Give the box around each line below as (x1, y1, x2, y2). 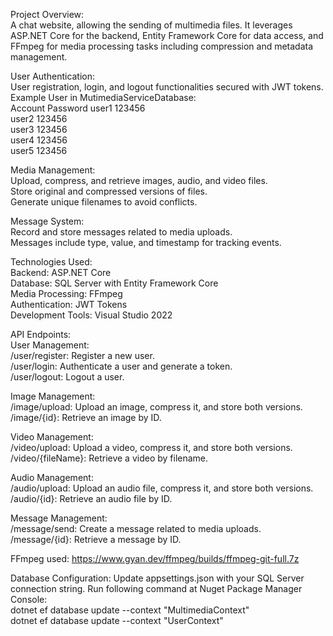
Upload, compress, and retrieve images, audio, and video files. (10, 175, 268, 186)
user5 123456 (10, 145, 68, 156)
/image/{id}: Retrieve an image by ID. (10, 412, 162, 423)
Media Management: (10, 164, 96, 176)
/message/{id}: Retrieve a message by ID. (10, 534, 182, 545)
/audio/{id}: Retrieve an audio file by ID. (10, 493, 173, 504)
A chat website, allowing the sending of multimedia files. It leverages (10, 19, 293, 31)
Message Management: (10, 512, 108, 524)
